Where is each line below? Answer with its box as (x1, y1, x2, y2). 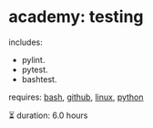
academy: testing (8, 6, 144, 27)
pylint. (21, 54, 46, 65)
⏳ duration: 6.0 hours (8, 110, 88, 121)
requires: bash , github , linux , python (8, 91, 144, 102)
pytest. (21, 64, 48, 75)
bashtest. (21, 73, 57, 84)
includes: (8, 37, 43, 48)
